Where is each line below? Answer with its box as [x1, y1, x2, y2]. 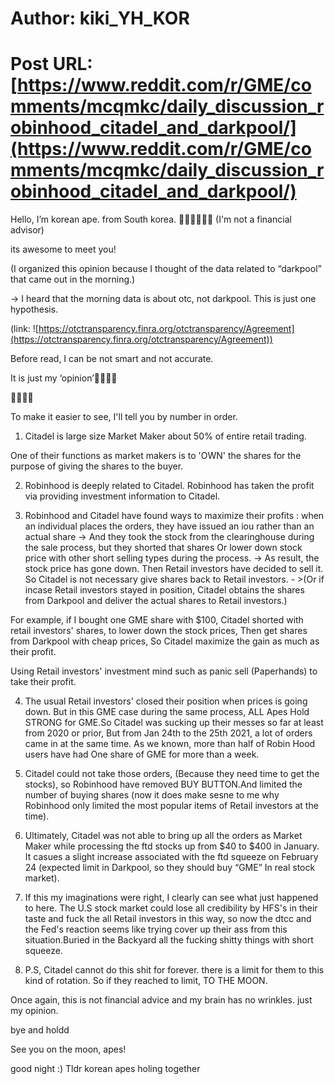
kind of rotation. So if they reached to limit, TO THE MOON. [24, 975, 268, 987]
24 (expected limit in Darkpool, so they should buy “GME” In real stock [24, 862, 316, 874]
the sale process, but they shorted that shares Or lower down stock [24, 542, 303, 554]
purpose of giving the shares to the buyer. [10, 460, 184, 472]
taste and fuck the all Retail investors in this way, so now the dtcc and [24, 913, 312, 925]
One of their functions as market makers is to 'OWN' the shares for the [10, 450, 302, 462]
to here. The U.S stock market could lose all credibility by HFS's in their [24, 902, 318, 914]
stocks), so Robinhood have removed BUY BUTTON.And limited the [24, 778, 303, 791]
